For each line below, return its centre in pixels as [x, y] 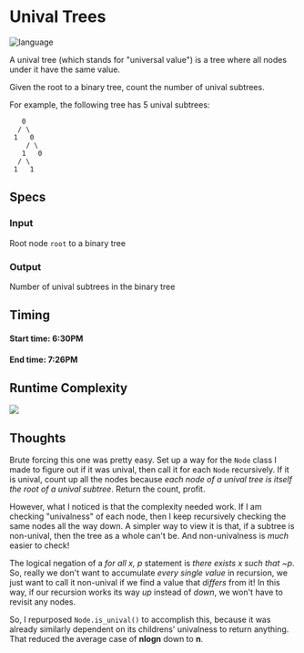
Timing [30, 315]
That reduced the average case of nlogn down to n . [106, 639]
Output [25, 266]
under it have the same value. [65, 69]
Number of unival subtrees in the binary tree [92, 286]
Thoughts [38, 438]
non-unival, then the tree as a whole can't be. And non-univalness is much [149, 536]
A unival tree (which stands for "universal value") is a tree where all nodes [148, 59]
